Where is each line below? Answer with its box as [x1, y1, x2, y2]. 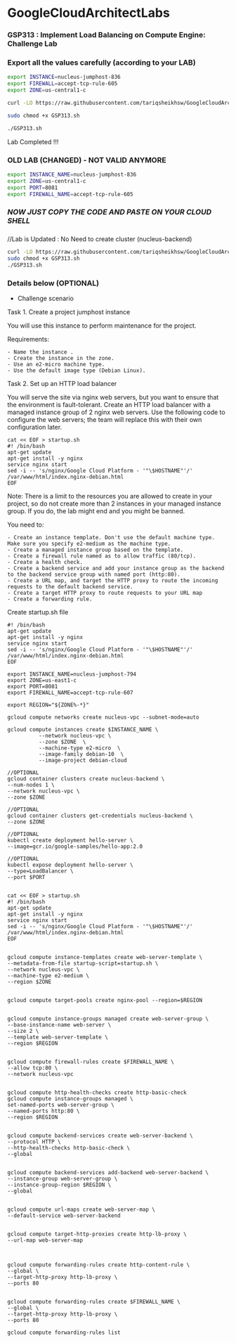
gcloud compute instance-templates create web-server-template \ [7, 954, 202, 961]
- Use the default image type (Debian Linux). [7, 367, 146, 374]
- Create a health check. [7, 559, 83, 566]
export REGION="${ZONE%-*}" [7, 702, 90, 709]
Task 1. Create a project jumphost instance [7, 308, 131, 316]
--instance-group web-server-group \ [7, 1176, 118, 1183]
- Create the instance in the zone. [7, 355, 114, 362]
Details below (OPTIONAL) [7, 278, 100, 288]
